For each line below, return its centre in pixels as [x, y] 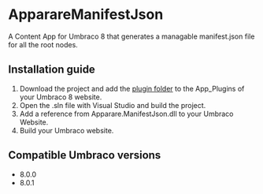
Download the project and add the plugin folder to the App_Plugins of [132, 88]
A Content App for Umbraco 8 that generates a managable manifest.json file [131, 36]
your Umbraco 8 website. [61, 97]
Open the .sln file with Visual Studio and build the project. [113, 105]
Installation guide [52, 70]
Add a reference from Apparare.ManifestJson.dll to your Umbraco [126, 114]
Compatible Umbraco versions [85, 155]
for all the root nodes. [43, 44]
